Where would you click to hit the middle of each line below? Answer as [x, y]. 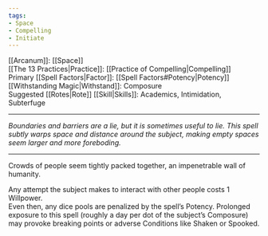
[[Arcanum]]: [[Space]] [46, 61]
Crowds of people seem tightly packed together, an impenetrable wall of [127, 166]
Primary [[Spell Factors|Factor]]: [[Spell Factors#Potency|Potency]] [119, 77]
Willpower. [26, 198]
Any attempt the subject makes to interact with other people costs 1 [119, 190]
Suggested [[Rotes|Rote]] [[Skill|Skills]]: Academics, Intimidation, [115, 94]
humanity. [25, 174]
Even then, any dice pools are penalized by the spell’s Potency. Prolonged [130, 206]
